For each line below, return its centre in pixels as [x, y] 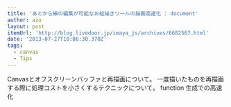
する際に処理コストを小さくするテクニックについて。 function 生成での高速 [115, 88]
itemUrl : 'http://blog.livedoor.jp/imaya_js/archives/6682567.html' [108, 33]
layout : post [26, 26]
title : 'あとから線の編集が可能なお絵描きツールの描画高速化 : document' [103, 13]
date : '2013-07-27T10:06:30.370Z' [57, 39]
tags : [15, 46]
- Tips [23, 59]
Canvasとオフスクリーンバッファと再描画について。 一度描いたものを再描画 [115, 79]
